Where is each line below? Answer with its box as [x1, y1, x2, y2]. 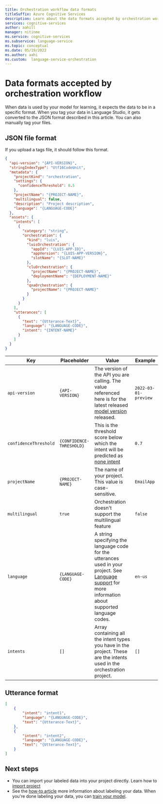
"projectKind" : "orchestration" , [14, 174, 81, 179]
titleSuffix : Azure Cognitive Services [5, 12, 86, 17]
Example [135, 357, 156, 364]
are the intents [94, 654, 128, 661]
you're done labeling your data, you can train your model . [12, 793, 127, 799]
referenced [94, 390, 120, 396]
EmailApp [135, 479, 155, 484]
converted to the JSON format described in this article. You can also [5, 115, 142, 121]
